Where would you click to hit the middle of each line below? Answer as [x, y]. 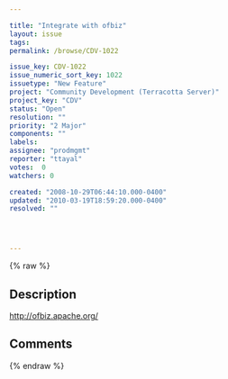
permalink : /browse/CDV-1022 [64, 50]
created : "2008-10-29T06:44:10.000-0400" [88, 192]
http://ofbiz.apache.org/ [54, 315]
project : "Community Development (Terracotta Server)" [114, 92]
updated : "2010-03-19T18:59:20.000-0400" [88, 200]
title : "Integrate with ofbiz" [68, 25]
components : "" [38, 134]
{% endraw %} [37, 365]
